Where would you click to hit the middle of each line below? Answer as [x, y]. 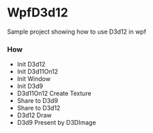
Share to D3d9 [37, 101]
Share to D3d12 [39, 108]
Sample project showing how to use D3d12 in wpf [77, 32]
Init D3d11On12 [38, 72]
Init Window [34, 79]
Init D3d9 [30, 86]
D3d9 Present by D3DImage [56, 123]
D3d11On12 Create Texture [54, 93]
